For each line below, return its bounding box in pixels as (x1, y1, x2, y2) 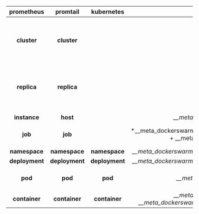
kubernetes (91, 8, 124, 15)
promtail (55, 8, 80, 15)
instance (14, 113, 40, 121)
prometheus (9, 8, 44, 15)
